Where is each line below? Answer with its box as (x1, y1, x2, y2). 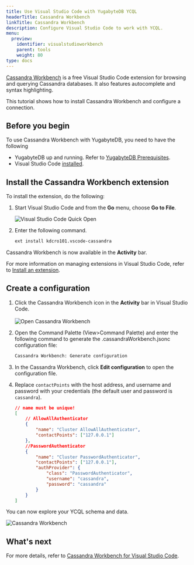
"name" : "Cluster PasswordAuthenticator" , (36, 454, 141, 460)
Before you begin (6, 121, 70, 131)
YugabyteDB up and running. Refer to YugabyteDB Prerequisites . (14, 154, 171, 161)
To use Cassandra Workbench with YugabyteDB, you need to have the (6, 136, 175, 144)
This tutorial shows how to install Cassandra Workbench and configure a (6, 97, 181, 104)
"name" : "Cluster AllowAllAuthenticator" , (36, 427, 141, 433)
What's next (6, 536, 51, 546)
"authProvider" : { (36, 465, 81, 471)
